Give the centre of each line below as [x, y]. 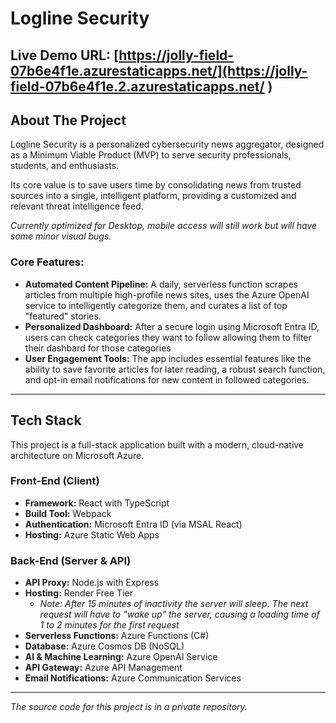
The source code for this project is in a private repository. [129, 707]
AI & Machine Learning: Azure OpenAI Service [121, 657]
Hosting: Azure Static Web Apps [92, 534]
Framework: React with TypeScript [97, 503]
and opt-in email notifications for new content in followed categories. [167, 379]
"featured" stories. [63, 316]
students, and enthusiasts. [65, 166]
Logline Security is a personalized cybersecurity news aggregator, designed [167, 144]
